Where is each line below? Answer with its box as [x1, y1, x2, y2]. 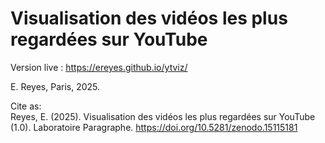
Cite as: [10, 100, 42, 112]
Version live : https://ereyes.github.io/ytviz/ [10, 61, 188, 73]
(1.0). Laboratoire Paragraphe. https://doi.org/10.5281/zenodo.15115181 [10, 121, 298, 133]
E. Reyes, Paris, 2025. [10, 80, 101, 92]
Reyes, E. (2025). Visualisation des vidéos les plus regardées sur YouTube [10, 110, 316, 122]
